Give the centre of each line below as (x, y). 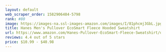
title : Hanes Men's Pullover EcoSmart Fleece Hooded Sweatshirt (73, 28)
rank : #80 (15, 19)
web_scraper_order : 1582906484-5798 (43, 14)
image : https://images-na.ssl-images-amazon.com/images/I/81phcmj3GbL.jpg (84, 24)
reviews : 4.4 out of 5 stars (35, 38)
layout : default (22, 10)
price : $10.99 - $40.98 (30, 42)
